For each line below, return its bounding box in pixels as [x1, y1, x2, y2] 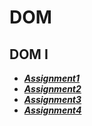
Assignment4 [23, 104, 82, 116]
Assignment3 [23, 94, 82, 105]
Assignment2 [23, 83, 82, 95]
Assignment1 [23, 72, 81, 84]
